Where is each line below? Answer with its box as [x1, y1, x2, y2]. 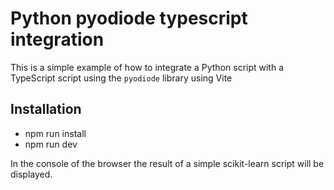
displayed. [10, 168, 53, 180]
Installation [10, 101, 82, 118]
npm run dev [24, 138, 78, 150]
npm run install [24, 127, 87, 139]
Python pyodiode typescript [10, 7, 248, 30]
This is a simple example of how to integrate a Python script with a [10, 61, 285, 73]
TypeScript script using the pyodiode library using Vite [10, 72, 233, 84]
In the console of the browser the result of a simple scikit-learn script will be [10, 157, 325, 169]
